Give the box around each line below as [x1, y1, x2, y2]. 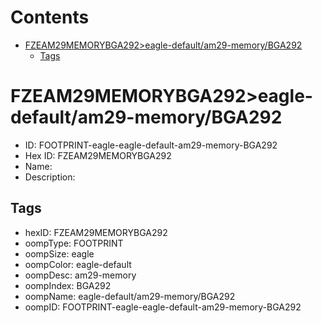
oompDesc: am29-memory [24, 269, 137, 281]
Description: [24, 171, 76, 183]
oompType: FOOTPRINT [24, 237, 124, 249]
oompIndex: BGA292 [24, 279, 112, 291]
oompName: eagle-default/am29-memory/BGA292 [24, 290, 236, 302]
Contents [10, 6, 90, 29]
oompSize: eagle [24, 247, 95, 260]
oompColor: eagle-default [24, 258, 132, 270]
